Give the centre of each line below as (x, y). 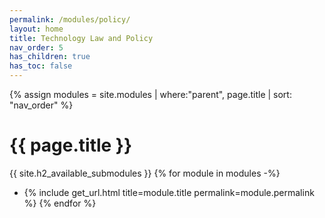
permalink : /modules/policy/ (70, 19)
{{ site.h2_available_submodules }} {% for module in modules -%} (145, 173)
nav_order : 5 (36, 47)
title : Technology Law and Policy (81, 38)
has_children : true (50, 57)
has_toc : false (41, 66)
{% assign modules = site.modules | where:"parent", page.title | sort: (150, 94)
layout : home (36, 29)
